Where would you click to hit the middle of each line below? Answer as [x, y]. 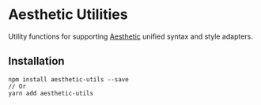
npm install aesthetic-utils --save [68, 79]
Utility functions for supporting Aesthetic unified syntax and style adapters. [130, 36]
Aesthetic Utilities [68, 15]
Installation [36, 61]
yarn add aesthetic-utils [51, 93]
